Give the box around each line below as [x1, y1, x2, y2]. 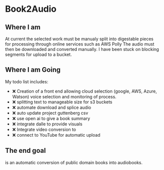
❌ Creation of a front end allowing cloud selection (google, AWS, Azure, [12, 88, 157, 94]
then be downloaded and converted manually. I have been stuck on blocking [5, 47, 159, 52]
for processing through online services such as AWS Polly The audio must [5, 41, 155, 47]
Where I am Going [5, 66, 61, 74]
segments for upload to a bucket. [5, 51, 72, 57]
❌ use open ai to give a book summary [12, 115, 91, 121]
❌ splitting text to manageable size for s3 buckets [12, 99, 113, 105]
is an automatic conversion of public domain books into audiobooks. [5, 159, 143, 165]
